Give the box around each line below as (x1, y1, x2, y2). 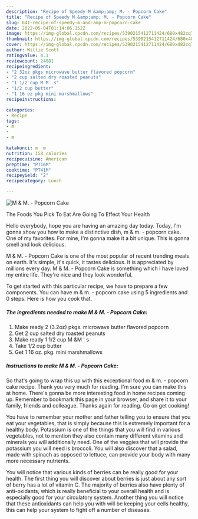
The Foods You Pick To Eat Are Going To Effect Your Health (6, 211, 150, 218)
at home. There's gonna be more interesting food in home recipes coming (6, 389, 186, 396)
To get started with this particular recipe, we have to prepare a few (6, 283, 168, 290)
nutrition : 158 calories (6, 150, 67, 156)
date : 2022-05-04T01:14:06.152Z (6, 25, 85, 31)
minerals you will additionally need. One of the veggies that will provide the (6, 438, 189, 445)
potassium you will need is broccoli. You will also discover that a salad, (6, 445, 178, 452)
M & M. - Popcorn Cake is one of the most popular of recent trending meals (6, 252, 190, 259)
